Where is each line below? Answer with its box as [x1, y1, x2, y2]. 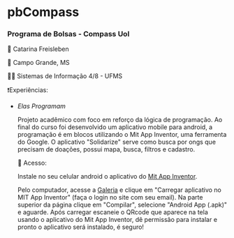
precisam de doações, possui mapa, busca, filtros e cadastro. [17, 145, 196, 154]
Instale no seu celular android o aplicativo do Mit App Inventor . [17, 172, 198, 181]
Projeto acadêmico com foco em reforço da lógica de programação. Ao [17, 116, 223, 124]
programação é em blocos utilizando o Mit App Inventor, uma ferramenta [17, 131, 227, 139]
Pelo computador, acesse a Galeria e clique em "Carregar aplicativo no [17, 186, 221, 194]
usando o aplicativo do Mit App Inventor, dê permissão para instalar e [17, 216, 218, 224]
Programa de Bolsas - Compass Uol [7, 29, 130, 39]
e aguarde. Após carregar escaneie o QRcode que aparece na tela [17, 208, 208, 216]
